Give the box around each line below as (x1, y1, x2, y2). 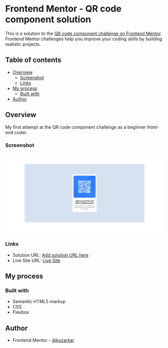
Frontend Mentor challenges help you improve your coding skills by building (5, 36, 162, 42)
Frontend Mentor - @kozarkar (12, 337, 74, 343)
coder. (14, 129, 28, 135)
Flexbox (12, 309, 29, 315)
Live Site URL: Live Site (12, 257, 61, 263)
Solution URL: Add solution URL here (12, 252, 89, 258)
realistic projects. (5, 41, 41, 47)
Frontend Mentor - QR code (5, 3, 122, 15)
